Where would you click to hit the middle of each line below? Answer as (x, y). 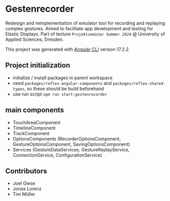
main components (35, 110)
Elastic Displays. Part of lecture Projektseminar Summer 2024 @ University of (85, 34)
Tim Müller (24, 194)
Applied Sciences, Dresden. (34, 39)
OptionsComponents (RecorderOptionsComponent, (67, 139)
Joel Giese (24, 183)
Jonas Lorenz (27, 189)
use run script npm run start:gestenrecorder (60, 94)
